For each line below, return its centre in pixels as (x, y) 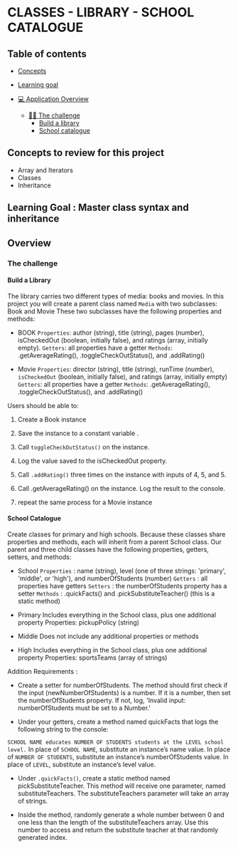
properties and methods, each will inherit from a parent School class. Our (115, 541)
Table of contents (47, 54)
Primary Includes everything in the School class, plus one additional (117, 615)
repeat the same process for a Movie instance (85, 502)
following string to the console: (63, 729)
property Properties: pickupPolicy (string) (79, 622)
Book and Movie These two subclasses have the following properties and (115, 311)
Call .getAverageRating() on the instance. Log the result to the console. (121, 488)
